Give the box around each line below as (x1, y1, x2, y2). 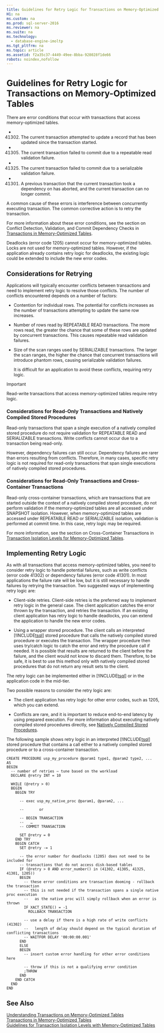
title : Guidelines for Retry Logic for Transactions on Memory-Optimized (6, 7, 159, 12)
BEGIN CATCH (15, 841, 39, 846)
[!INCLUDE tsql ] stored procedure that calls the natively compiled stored (13, 632, 157, 638)
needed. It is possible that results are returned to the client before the (13, 648, 153, 654)
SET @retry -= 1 (19, 845, 52, 851)
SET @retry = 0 (19, 833, 50, 838)
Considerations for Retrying (6, 269, 93, 278)
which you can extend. (13, 702, 59, 708)
